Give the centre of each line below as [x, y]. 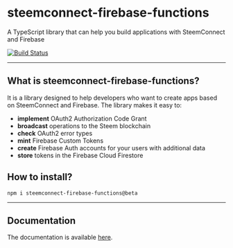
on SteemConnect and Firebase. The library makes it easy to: [95, 105]
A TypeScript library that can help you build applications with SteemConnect [116, 32]
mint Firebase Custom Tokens [60, 141]
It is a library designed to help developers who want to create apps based [112, 98]
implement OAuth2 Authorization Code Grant [82, 118]
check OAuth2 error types [55, 133]
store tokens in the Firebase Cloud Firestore [80, 155]
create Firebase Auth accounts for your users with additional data [111, 148]
